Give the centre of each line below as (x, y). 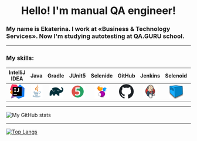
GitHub (127, 75)
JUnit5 (78, 75)
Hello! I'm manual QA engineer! (98, 11)
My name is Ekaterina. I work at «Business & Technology (88, 29)
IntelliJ (17, 73)
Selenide (102, 75)
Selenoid (176, 75)
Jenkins (150, 75)
